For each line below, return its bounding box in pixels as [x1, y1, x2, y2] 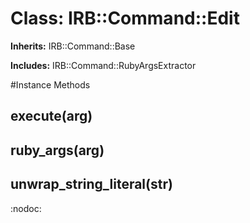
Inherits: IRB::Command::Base [10, 40, 136, 52]
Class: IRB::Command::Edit [10, 7, 240, 30]
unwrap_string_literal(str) [10, 176, 173, 193]
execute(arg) [10, 108, 93, 125]
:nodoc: [10, 202, 42, 214]
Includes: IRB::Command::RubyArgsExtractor [10, 59, 197, 71]
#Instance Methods [10, 78, 91, 91]
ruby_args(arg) [10, 142, 105, 159]
